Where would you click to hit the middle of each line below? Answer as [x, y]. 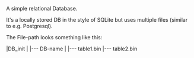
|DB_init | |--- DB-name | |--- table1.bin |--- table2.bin [72, 49]
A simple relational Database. [42, 8]
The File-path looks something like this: [54, 37]
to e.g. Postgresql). [29, 26]
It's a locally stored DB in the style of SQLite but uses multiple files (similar [97, 20]
